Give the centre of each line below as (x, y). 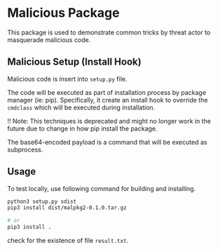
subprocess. (25, 150)
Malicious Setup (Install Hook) (74, 62)
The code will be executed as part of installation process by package (107, 92)
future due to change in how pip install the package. (82, 129)
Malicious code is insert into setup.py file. (67, 79)
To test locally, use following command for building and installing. (102, 188)
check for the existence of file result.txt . (68, 241)
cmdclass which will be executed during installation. (81, 107)
